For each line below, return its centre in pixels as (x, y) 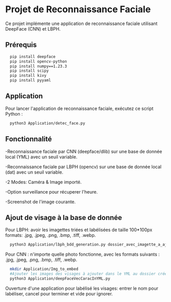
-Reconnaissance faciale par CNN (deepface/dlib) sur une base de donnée (84, 151)
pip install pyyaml (31, 80)
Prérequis (21, 45)
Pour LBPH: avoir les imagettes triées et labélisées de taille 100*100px (79, 230)
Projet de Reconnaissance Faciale (78, 9)
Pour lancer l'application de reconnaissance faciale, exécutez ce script (79, 108)
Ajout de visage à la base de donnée (64, 217)
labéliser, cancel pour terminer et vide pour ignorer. (59, 293)
